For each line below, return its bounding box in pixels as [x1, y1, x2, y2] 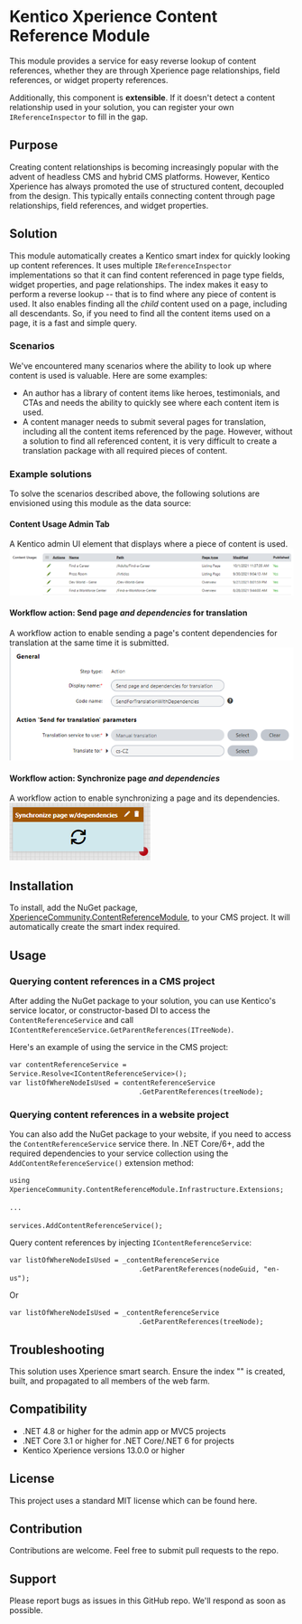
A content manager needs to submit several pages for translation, [22, 416, 267, 427]
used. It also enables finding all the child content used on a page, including [9, 298, 288, 309]
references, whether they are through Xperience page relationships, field [9, 65, 280, 76]
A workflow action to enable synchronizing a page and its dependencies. [9, 793, 280, 803]
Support [9, 1571, 57, 1587]
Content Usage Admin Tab [9, 518, 110, 530]
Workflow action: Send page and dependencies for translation [9, 607, 248, 618]
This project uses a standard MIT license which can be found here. [9, 1495, 258, 1506]
